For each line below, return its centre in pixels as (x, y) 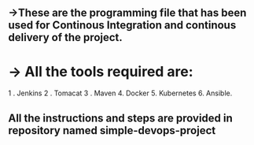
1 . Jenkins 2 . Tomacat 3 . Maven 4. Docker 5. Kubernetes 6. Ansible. (120, 93)
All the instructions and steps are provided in (121, 118)
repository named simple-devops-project (112, 130)
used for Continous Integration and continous (122, 26)
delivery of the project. (66, 37)
